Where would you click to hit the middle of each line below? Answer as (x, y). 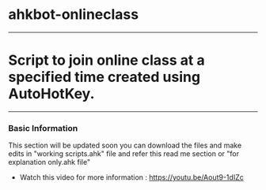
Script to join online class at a (106, 60)
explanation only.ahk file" (49, 162)
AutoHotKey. (51, 94)
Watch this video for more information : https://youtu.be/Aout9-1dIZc (131, 177)
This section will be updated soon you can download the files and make (125, 145)
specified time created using (104, 77)
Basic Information (43, 128)
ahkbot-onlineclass (74, 15)
